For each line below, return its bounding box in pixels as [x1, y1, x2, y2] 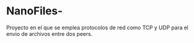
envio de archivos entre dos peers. [6, 30, 93, 37]
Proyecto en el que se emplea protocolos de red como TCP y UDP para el [6, 24, 189, 31]
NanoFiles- [6, 4, 63, 18]
